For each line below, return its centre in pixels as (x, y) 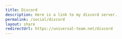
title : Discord (21, 10)
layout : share (20, 24)
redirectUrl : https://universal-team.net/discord (59, 29)
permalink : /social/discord (35, 19)
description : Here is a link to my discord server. (61, 15)
